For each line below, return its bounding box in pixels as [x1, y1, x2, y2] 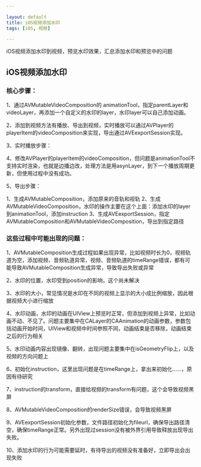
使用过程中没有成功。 [22, 169, 75, 177]
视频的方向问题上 [6, 353, 49, 360]
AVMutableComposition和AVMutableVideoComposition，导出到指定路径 [6, 218, 184, 225]
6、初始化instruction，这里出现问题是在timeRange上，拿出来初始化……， [6, 365, 187, 373]
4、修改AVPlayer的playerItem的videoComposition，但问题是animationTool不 [6, 154, 196, 162]
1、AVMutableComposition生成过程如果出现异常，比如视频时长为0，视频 [6, 249, 186, 256]
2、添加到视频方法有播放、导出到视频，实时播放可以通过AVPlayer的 [6, 121, 174, 129]
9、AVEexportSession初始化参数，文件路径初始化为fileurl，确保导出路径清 [6, 419, 190, 426]
